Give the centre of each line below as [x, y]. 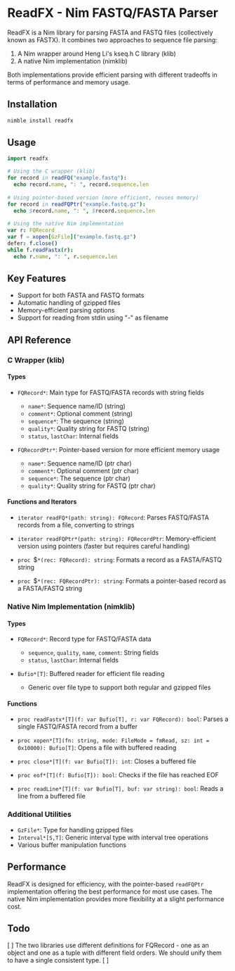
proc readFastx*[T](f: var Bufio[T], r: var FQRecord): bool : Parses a [123, 719]
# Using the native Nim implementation [66, 224]
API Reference [39, 340]
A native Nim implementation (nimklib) [72, 61]
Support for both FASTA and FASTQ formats [81, 295]
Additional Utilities [39, 815]
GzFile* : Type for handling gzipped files [75, 829]
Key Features [37, 278]
